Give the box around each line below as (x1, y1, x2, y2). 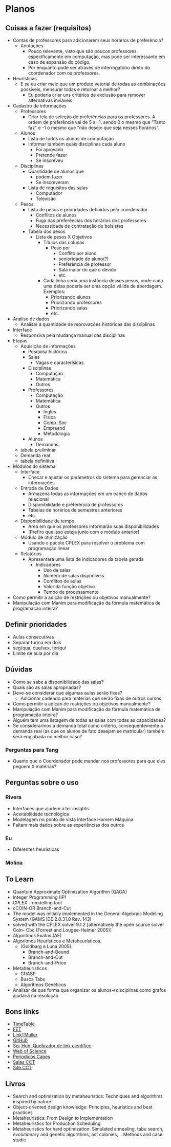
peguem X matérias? (12, 763, 57, 769)
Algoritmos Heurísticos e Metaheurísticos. (12, 938, 102, 944)
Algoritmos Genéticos (20, 981, 67, 988)
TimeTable (12, 1021, 35, 1027)
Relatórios (20, 551, 42, 557)
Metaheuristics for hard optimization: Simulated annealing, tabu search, (12, 1126, 164, 1132)
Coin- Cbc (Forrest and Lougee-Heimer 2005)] (12, 926, 112, 933)
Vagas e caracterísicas (35, 359, 84, 366)
